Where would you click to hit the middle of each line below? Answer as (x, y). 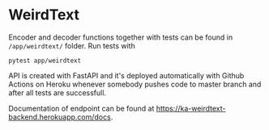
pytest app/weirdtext (45, 61)
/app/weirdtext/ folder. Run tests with (72, 45)
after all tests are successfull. (58, 92)
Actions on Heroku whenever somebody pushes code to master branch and (135, 84)
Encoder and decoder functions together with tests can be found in (121, 37)
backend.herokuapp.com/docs (60, 117)
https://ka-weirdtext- (191, 108)
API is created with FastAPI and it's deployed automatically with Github (126, 75)
